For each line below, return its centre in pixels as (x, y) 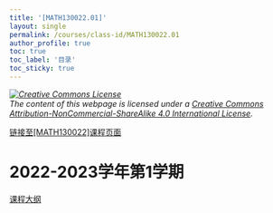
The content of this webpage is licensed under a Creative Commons (136, 103)
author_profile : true (50, 43)
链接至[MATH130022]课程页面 (66, 131)
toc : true (28, 52)
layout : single (38, 26)
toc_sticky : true (42, 69)
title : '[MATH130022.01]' (58, 18)
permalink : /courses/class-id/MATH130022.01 (94, 34)
